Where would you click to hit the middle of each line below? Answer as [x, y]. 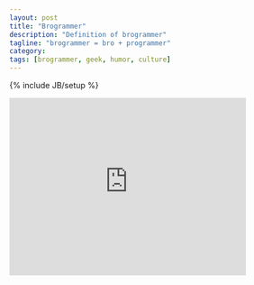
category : [28, 51]
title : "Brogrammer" [48, 26]
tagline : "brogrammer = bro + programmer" [90, 43]
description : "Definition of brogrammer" [88, 34]
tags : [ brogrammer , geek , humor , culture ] [90, 60]
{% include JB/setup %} [54, 85]
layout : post [34, 18]
